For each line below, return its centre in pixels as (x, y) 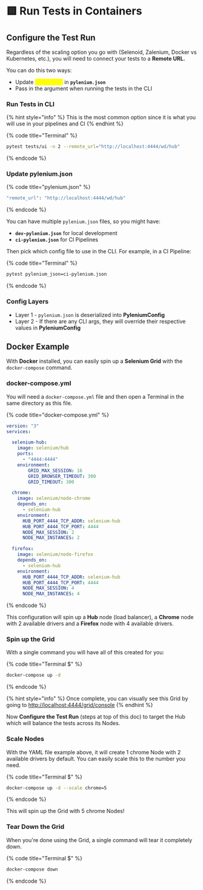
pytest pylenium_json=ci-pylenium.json (57, 274)
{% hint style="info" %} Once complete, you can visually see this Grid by (97, 699)
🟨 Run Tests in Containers (74, 11)
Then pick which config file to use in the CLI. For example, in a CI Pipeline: (99, 251)
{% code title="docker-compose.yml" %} (58, 414)
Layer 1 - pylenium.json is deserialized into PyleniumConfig (90, 314)
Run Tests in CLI (30, 104)
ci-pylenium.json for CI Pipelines (57, 240)
